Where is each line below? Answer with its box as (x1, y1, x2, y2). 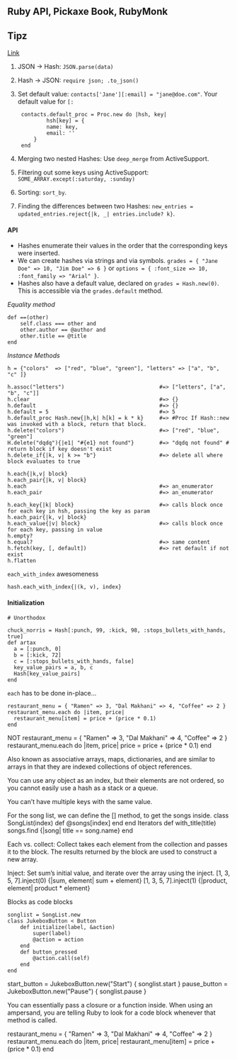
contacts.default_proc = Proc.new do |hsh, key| (21, 111, 168, 118)
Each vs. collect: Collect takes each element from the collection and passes (7, 839, 228, 848)
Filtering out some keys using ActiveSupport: (17, 168, 149, 177)
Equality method (7, 301, 55, 309)
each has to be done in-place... (7, 688, 97, 697)
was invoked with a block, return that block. (7, 421, 147, 428)
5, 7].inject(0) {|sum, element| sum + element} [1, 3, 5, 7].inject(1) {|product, (7, 876, 228, 885)
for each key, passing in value (7, 526, 103, 534)
